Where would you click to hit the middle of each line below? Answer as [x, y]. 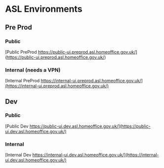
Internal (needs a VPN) [33, 70]
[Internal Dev [18, 155]
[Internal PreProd [22, 81]
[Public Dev [17, 126]
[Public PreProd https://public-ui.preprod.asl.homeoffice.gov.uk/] [71, 52]
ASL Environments [44, 9]
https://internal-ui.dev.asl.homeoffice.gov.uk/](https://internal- [96, 155]
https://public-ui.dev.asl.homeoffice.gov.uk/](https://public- [90, 126]
